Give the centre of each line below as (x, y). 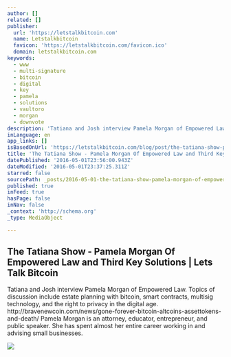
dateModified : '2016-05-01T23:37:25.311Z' (69, 166)
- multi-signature (40, 71)
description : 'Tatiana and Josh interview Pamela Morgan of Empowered (110, 128)
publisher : (23, 26)
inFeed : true (26, 192)
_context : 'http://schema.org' (52, 211)
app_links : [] (27, 141)
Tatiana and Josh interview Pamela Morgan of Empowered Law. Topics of (111, 290)
